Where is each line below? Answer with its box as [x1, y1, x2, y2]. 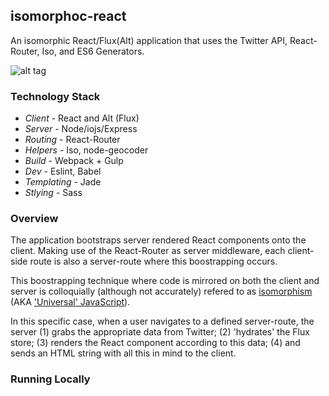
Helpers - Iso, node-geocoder [24, 144, 149, 156]
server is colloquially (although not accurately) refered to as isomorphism [10, 285, 313, 298]
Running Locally [10, 372, 91, 386]
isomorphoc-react [10, 8, 127, 25]
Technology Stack [10, 89, 101, 103]
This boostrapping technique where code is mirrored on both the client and [10, 275, 320, 287]
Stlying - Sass [24, 187, 83, 199]
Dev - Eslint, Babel [24, 165, 102, 178]
